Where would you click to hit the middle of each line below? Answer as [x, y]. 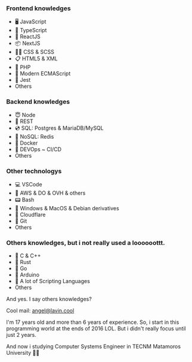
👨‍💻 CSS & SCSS [35, 52]
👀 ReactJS [27, 36]
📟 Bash [24, 200]
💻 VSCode [29, 184]
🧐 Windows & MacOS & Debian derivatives [67, 208]
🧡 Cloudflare [30, 214]
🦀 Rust [23, 262]
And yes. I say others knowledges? [49, 299]
